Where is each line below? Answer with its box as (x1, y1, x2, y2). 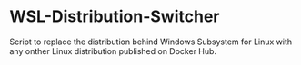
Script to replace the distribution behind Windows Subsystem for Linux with (9, 36, 293, 47)
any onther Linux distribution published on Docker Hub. (9, 45, 216, 56)
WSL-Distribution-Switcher (9, 6, 220, 27)
